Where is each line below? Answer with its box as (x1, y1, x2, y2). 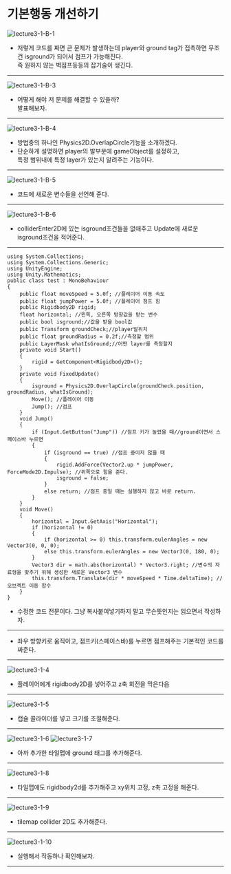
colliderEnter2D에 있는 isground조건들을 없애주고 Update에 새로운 (16, 224, 199, 233)
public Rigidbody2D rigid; (19, 303, 97, 310)
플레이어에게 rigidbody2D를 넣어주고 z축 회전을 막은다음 (16, 679, 170, 688)
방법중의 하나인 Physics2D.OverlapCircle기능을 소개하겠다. (16, 138, 177, 147)
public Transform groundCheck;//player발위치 (19, 326, 148, 332)
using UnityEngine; (7, 265, 63, 272)
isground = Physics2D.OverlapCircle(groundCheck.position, (32, 383, 205, 390)
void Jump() (19, 415, 54, 422)
